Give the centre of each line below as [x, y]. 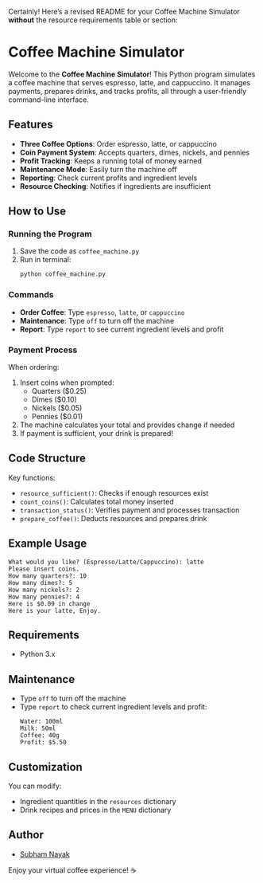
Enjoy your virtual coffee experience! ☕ [72, 870]
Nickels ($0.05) [57, 408]
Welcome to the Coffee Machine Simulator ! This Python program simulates [132, 74]
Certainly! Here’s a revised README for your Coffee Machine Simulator [124, 12]
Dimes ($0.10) [54, 399]
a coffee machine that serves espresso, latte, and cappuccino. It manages [130, 82]
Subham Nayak [44, 854]
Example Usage [48, 544]
